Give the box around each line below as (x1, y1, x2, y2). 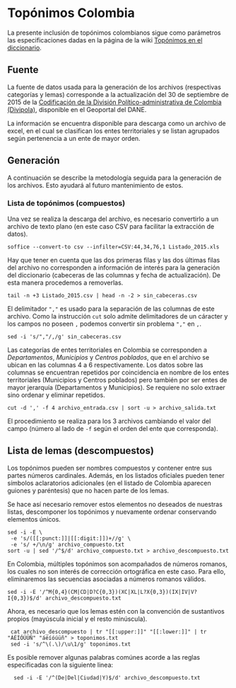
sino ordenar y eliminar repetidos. (7, 391, 105, 399)
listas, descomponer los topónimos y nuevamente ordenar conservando (7, 508, 217, 516)
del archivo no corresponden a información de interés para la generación (7, 263, 220, 272)
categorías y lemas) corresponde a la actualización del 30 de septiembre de (7, 90, 229, 98)
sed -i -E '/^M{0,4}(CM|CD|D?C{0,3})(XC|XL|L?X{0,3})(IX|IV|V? (7, 588, 198, 595)
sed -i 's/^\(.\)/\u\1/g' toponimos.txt (10, 641, 131, 648)
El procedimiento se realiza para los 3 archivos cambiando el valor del (7, 416, 211, 425)
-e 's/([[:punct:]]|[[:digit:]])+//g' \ (10, 534, 131, 542)
